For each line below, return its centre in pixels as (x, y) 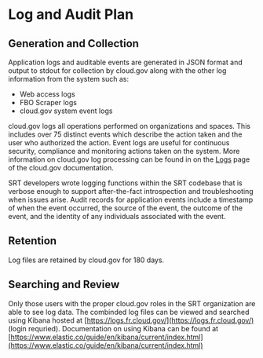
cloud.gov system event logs (66, 111)
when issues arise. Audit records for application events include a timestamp (131, 199)
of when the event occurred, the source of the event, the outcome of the (126, 208)
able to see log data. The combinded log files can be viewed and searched (129, 312)
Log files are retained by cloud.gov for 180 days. (86, 260)
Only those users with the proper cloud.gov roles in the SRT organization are (132, 303)
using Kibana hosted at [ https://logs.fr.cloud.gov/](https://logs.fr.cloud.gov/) (131, 320)
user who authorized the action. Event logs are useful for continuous (119, 142)
